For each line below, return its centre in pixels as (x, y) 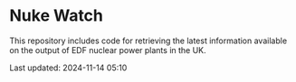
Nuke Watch (57, 16)
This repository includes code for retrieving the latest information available (148, 41)
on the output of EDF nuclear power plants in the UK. (108, 50)
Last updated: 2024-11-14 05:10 (68, 68)
